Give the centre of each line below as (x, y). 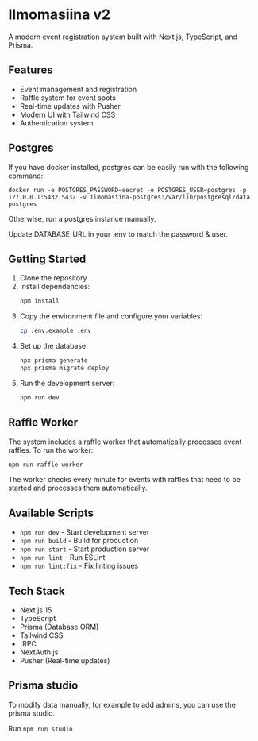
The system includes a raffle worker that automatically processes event (125, 442)
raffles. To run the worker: (51, 450)
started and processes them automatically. (78, 488)
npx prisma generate (54, 361)
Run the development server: (67, 383)
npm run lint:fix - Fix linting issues (79, 566)
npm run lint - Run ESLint (62, 558)
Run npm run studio (40, 728)
